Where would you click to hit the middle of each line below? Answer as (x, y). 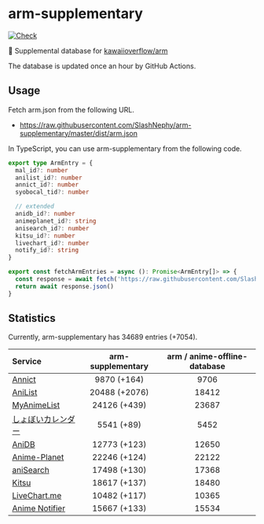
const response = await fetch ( (66, 279)
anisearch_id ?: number (52, 228)
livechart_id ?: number (52, 243)
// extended (35, 207)
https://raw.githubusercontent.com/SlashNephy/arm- (105, 125)
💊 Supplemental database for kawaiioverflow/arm (88, 50)
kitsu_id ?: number (46, 236)
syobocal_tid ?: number (52, 192)
